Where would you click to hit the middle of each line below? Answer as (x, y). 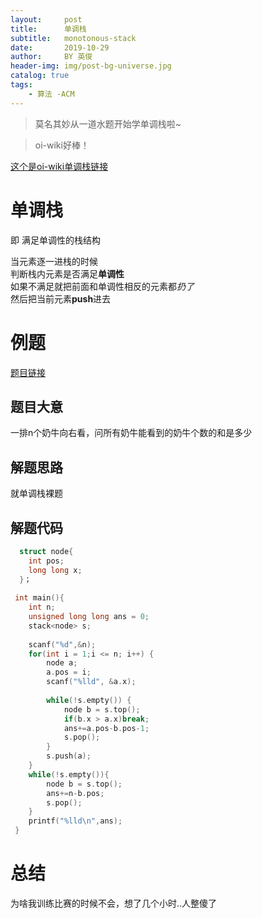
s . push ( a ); (69, 756)
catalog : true (40, 76)
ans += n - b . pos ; (75, 793)
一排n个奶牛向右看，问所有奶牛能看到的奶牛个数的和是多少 (131, 433)
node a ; (62, 663)
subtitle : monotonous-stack (73, 38)
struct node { (46, 551)
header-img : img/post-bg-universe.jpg (91, 66)
